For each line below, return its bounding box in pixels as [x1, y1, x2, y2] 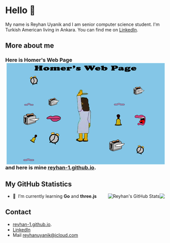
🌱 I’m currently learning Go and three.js [12, 193, 97, 199]
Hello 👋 [5, 5, 35, 16]
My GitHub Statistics [5, 180, 72, 188]
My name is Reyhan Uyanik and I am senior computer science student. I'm [5, 21, 160, 27]
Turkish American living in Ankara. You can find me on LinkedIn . [5, 26, 138, 32]
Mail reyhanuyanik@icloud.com [12, 232, 78, 238]
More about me [5, 42, 54, 50]
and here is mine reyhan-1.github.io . [5, 164, 96, 171]
